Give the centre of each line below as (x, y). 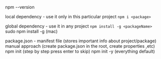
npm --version (20, 7)
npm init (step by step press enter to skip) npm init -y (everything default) (80, 51)
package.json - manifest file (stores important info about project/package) (81, 41)
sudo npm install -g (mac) (31, 31)
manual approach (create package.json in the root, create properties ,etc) (80, 46)
